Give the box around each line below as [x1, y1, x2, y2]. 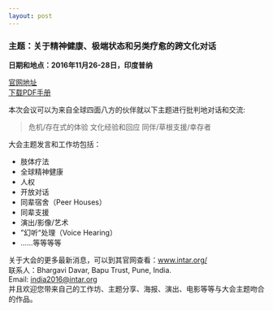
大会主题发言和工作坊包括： [8, 139, 102, 149]
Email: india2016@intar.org [8, 274, 97, 284]
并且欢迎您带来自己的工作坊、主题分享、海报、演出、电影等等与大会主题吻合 [8, 283, 265, 293]
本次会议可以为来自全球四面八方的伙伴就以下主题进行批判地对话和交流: [8, 105, 246, 114]
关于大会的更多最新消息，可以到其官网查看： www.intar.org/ [8, 255, 208, 265]
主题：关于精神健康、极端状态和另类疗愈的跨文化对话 [8, 40, 217, 51]
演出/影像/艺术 [19, 217, 69, 227]
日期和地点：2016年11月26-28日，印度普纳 [8, 60, 153, 70]
